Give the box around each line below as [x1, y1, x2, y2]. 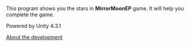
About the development [6, 34, 63, 40]
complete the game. [6, 11, 54, 18]
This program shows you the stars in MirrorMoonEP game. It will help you [6, 5, 184, 12]
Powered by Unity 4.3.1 [6, 23, 61, 29]
